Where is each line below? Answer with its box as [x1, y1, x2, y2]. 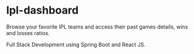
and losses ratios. [6, 29, 50, 36]
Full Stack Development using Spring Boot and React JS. [6, 41, 145, 48]
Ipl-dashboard [6, 4, 79, 17]
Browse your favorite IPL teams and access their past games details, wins [6, 23, 189, 30]
